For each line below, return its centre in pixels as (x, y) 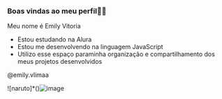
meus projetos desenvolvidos (60, 62)
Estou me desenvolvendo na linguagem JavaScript (90, 47)
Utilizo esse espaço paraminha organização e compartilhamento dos (116, 54)
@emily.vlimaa (28, 75)
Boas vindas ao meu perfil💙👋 (57, 11)
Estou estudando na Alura (54, 39)
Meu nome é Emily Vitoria (44, 26)
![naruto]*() (23, 89)
